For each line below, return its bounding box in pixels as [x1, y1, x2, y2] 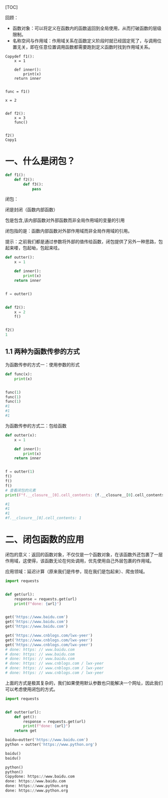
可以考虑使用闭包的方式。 [5, 686, 58, 692]
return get [14, 728, 37, 733]
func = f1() [5, 89, 30, 94]
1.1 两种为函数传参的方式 [5, 347, 80, 356]
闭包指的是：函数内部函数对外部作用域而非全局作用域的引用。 [5, 228, 132, 234]
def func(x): [5, 371, 32, 376]
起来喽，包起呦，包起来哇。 [5, 245, 62, 251]
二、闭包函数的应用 [5, 534, 84, 545]
